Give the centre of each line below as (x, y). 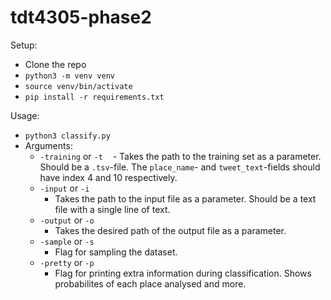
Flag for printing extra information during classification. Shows (183, 273)
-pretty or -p (67, 262)
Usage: (25, 115)
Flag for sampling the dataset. (116, 252)
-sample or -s (67, 241)
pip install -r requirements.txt (94, 97)
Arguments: (48, 145)
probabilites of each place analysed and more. (150, 283)
